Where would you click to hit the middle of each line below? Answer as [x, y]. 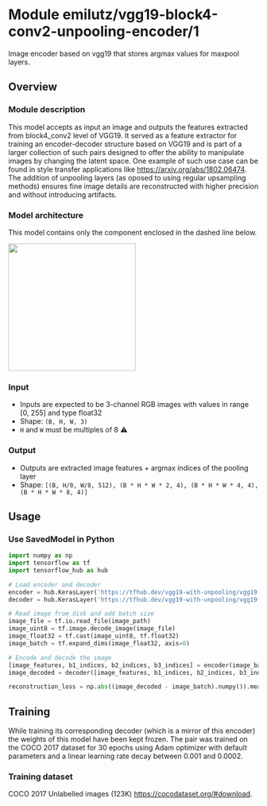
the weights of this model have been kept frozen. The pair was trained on [128, 739]
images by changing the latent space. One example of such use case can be [133, 161]
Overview [33, 87]
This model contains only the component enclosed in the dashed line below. [133, 232]
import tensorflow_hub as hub [58, 570]
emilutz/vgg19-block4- [140, 15]
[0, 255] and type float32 [61, 413]
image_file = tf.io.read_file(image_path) [79, 622]
